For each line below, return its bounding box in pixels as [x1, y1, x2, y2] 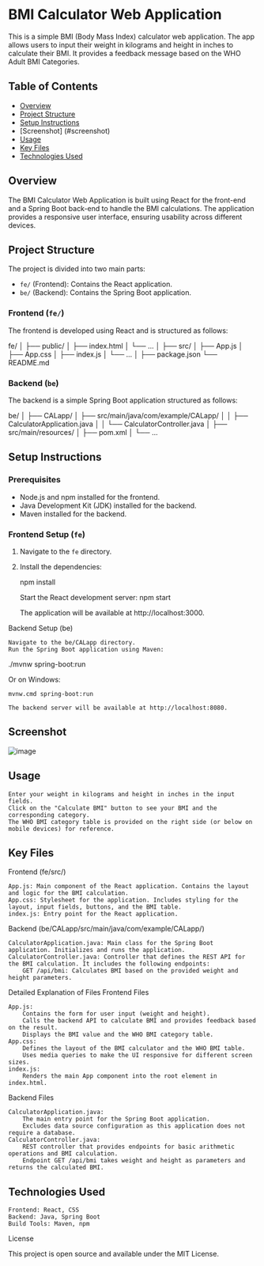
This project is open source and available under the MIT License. [8, 1249, 220, 1259]
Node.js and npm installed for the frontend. [19, 492, 160, 501]
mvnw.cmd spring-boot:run [8, 690, 93, 697]
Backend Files [8, 1093, 54, 1102]
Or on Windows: [8, 675, 61, 684]
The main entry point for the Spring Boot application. [22, 1115, 211, 1124]
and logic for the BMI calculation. [8, 890, 129, 898]
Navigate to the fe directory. [19, 546, 112, 556]
